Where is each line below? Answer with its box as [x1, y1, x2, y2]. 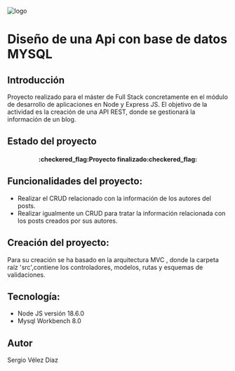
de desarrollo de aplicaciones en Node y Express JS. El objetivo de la [7, 100, 208, 108]
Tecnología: [7, 291, 60, 302]
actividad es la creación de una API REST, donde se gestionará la [7, 108, 196, 116]
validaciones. [7, 271, 46, 279]
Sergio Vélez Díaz [7, 356, 58, 365]
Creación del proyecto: [7, 237, 110, 249]
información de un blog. [7, 115, 76, 123]
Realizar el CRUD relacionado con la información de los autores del [17, 194, 212, 202]
